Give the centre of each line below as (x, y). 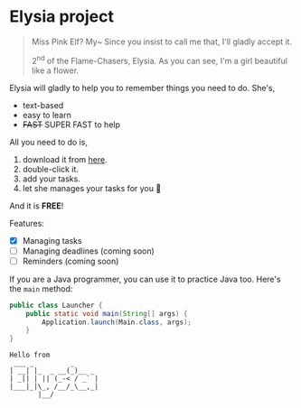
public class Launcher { (56, 305)
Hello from (30, 355)
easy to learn (47, 115)
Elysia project (62, 17)
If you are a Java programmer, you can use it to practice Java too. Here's (146, 279)
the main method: (41, 288)
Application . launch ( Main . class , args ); (117, 322)
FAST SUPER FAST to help (71, 125)
